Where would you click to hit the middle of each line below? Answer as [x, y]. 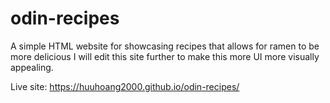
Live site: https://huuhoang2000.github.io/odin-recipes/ [125, 86]
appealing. [32, 67]
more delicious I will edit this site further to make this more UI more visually [165, 56]
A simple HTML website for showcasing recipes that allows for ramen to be [165, 46]
